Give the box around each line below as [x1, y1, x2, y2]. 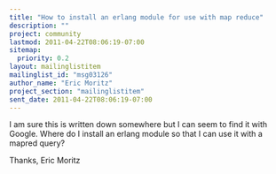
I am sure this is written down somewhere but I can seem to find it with [9, 119, 268, 130]
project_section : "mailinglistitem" [9, 87, 145, 95]
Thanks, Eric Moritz [9, 155, 81, 166]
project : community [9, 29, 82, 38]
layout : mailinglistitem [9, 63, 101, 72]
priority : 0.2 [17, 54, 69, 63]
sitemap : [9, 46, 42, 55]
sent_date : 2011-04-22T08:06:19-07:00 [9, 95, 153, 104]
